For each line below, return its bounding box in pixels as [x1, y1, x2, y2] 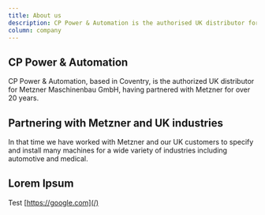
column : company [8, 26, 62, 34]
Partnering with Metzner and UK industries [8, 116, 223, 130]
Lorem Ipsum [8, 177, 74, 190]
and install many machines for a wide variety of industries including [8, 145, 227, 155]
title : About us [8, 11, 62, 20]
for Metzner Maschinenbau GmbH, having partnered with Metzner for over [8, 85, 251, 95]
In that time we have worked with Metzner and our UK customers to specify [8, 138, 254, 146]
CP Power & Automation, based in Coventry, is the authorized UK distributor [8, 77, 255, 86]
